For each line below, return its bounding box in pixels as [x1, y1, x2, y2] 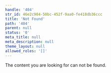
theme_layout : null [5, 44, 45, 49]
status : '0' [5, 30, 30, 35]
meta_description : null [5, 39, 54, 44]
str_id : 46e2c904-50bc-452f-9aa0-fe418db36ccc [5, 12, 103, 17]
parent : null [5, 26, 32, 31]
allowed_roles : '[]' [5, 48, 48, 53]
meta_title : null [5, 35, 41, 40]
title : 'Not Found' [5, 16, 45, 21]
